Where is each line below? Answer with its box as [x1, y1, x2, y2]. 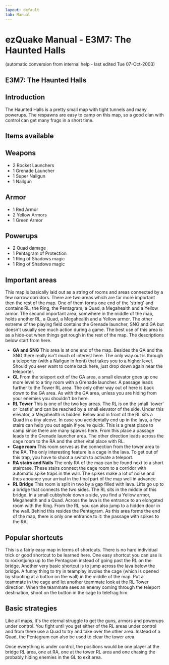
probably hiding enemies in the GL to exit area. [5, 654, 102, 660]
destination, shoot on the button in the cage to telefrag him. [5, 590, 129, 596]
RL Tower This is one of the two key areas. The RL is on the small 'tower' [12, 401, 164, 407]
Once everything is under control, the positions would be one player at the [5, 643, 160, 649]
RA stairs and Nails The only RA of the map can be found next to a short [12, 460, 164, 466]
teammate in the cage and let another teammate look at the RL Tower [5, 579, 149, 585]
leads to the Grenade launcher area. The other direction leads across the [12, 433, 164, 439]
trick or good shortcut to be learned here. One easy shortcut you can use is [5, 552, 162, 558]
